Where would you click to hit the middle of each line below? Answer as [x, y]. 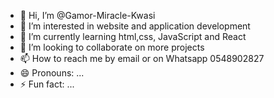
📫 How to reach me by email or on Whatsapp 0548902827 [142, 58]
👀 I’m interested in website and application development [135, 26]
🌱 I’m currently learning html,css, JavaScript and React [133, 36]
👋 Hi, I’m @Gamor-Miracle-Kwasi [87, 15]
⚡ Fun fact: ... [47, 84]
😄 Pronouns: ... [52, 73]
